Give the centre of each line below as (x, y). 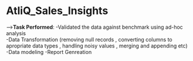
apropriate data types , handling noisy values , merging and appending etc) (97, 46)
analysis (16, 33)
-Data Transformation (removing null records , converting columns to (89, 39)
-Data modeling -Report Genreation (49, 52)
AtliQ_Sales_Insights (57, 11)
